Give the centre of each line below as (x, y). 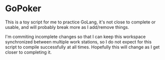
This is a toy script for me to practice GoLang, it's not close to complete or (81, 22)
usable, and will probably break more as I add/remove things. (67, 27)
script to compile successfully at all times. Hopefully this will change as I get (82, 47)
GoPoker (23, 9)
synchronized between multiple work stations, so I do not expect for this (78, 41)
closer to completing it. (28, 52)
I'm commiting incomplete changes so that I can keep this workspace (76, 37)
